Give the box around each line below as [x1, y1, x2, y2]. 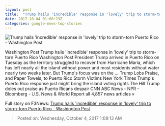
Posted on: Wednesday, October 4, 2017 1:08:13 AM [17, 115, 122, 121]
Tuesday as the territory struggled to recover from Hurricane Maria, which [5, 60, 155, 65]
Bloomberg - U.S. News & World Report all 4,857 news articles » [5, 91, 135, 97]
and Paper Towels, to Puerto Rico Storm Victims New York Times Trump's [5, 75, 154, 81]
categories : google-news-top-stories [5, 21, 82, 26]
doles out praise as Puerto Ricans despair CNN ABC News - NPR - [5, 86, 139, 92]
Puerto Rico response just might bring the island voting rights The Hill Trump [5, 81, 160, 87]
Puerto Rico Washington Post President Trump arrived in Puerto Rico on [14, 55, 160, 61]
